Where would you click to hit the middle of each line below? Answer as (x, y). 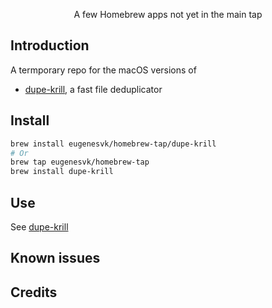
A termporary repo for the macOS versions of (103, 70)
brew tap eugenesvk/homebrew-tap (80, 162)
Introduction (50, 45)
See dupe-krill (39, 226)
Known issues (55, 258)
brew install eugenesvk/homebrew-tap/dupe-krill (113, 144)
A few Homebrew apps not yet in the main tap (168, 14)
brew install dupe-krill (62, 172)
